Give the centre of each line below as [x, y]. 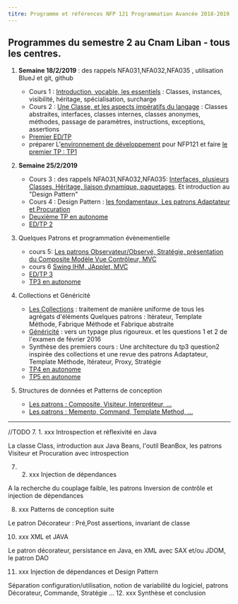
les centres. [35, 54]
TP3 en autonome [55, 282]
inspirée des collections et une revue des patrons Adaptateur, [118, 354]
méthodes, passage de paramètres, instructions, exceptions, [117, 122]
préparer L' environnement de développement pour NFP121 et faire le [128, 144]
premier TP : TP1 [53, 152]
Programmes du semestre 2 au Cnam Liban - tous [119, 43]
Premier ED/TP [50, 137]
